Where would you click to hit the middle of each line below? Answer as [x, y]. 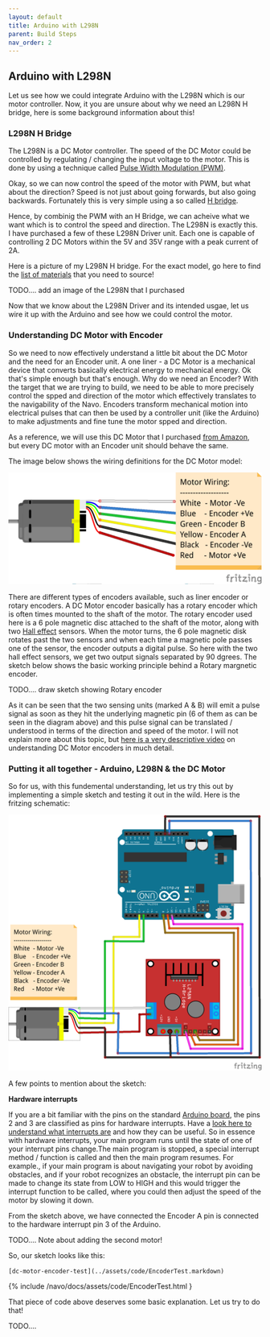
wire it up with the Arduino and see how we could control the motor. [121, 315]
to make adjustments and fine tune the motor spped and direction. [118, 421]
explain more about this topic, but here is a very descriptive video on [122, 740]
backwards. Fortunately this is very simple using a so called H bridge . [123, 200]
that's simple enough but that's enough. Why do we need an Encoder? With [133, 378]
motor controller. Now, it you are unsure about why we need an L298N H [128, 104]
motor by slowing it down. [51, 1200]
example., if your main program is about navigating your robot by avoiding [131, 1166]
